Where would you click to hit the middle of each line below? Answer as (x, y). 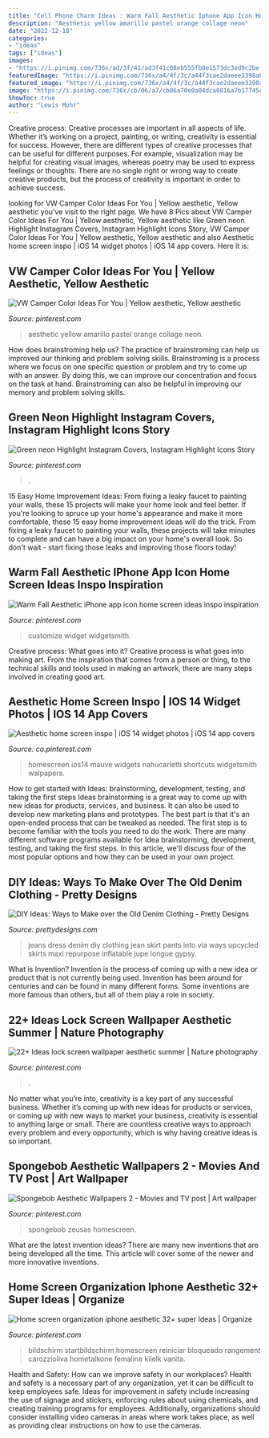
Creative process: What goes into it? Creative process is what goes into (126, 651)
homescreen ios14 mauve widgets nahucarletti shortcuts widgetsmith (143, 765)
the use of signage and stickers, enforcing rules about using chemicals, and (133, 1399)
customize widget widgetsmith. (79, 636)
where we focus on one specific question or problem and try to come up (128, 367)
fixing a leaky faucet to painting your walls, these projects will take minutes (132, 530)
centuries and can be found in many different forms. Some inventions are (129, 986)
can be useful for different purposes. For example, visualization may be (126, 154)
